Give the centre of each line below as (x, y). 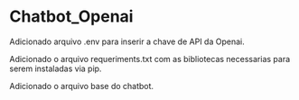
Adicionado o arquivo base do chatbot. (82, 86)
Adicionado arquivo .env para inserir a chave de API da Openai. (127, 41)
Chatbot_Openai (71, 17)
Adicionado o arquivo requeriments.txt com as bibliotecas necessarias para (150, 59)
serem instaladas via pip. (56, 68)
